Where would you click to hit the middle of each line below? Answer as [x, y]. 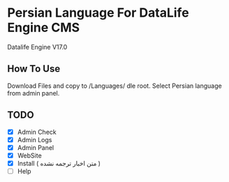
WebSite [29, 156]
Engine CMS [44, 28]
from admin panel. [34, 93]
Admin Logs [35, 139]
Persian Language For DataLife [98, 13]
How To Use [34, 69]
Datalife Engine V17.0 [37, 47]
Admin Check [37, 132]
